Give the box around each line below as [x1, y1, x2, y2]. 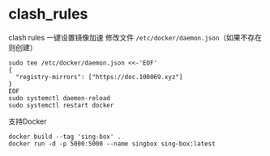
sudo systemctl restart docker [8, 101, 114, 109]
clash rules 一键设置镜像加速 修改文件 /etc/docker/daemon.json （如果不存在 [8, 32, 262, 42]
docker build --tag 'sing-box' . [8, 133, 122, 141]
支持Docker [8, 116, 47, 126]
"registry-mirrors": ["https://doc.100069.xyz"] [15, 73, 183, 81]
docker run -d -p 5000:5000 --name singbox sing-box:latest [8, 139, 216, 148]
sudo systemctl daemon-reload [8, 94, 111, 102]
